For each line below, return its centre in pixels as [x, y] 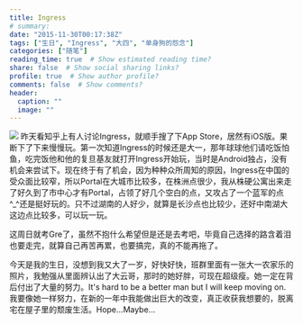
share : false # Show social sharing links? [94, 68]
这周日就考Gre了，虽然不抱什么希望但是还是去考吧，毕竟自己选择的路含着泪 [150, 234]
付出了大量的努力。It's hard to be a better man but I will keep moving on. [151, 287]
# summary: [30, 26]
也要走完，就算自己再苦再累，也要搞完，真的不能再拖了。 [116, 246]
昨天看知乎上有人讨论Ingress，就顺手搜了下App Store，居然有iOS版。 [150, 137]
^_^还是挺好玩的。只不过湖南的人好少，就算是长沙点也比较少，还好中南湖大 [149, 204]
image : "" [36, 110]
